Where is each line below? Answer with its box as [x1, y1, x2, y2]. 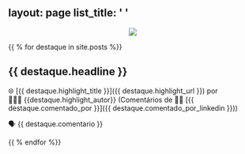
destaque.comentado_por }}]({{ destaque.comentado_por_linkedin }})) [8, 103, 239, 113]
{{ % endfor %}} [8, 137, 62, 147]
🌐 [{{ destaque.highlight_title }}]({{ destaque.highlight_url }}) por [8, 86, 219, 96]
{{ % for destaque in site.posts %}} [8, 42, 122, 51]
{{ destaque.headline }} [8, 65, 128, 78]
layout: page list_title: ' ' [8, 6, 129, 20]
